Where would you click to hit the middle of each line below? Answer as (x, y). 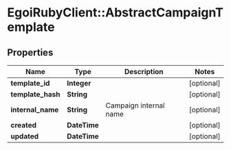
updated (25, 136)
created (23, 125)
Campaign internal (135, 105)
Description (144, 72)
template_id (30, 83)
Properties (30, 52)
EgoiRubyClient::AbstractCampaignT (115, 13)
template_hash (35, 94)
